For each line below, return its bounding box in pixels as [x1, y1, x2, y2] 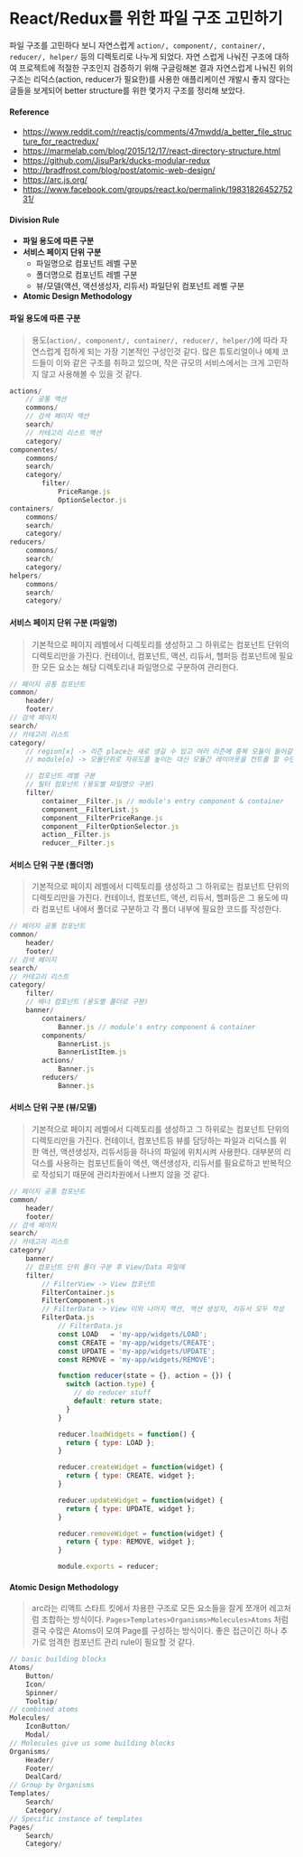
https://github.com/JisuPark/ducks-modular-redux [22, 155, 210, 166]
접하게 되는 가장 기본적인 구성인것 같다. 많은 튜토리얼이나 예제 [62, 345, 280, 357]
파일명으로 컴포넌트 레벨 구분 [35, 258, 138, 269]
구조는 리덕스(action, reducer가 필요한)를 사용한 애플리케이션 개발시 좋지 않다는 [9, 73, 291, 84]
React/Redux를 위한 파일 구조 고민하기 [9, 8, 283, 29]
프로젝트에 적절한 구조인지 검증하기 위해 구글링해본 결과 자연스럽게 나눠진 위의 [18, 62, 294, 73]
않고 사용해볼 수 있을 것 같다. [41, 368, 142, 380]
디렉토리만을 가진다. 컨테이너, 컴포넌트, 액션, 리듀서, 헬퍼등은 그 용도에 [31, 892, 280, 904]
